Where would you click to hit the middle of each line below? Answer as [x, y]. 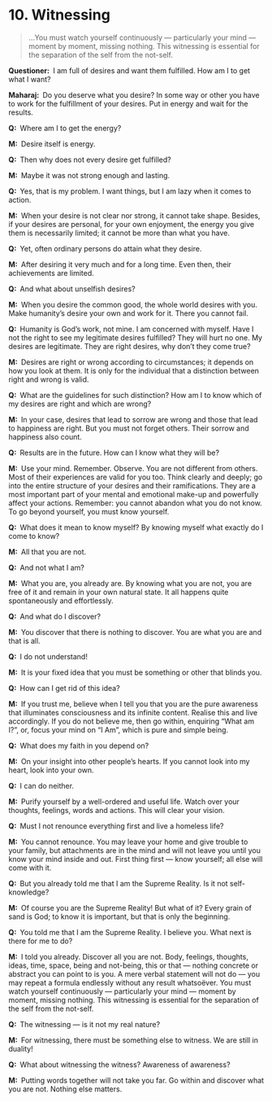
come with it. [30, 868]
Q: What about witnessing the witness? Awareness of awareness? [119, 1065]
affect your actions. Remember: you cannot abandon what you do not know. [135, 503]
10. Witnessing [60, 15]
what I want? [30, 79]
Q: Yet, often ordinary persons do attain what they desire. [105, 248]
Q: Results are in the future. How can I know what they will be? [114, 453]
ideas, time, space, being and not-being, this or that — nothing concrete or [134, 965]
